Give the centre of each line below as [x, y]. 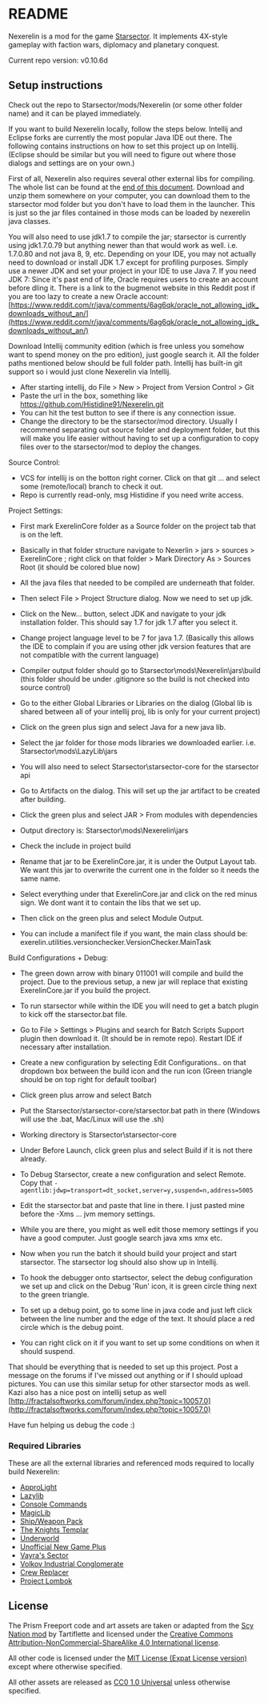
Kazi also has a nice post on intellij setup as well [87, 1392]
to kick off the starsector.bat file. [74, 1014]
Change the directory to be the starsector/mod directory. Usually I [128, 421]
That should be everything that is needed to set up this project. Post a [123, 1366]
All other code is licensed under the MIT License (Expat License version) [128, 1658]
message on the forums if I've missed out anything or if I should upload [126, 1375]
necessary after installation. [66, 1047]
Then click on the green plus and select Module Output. [112, 918]
